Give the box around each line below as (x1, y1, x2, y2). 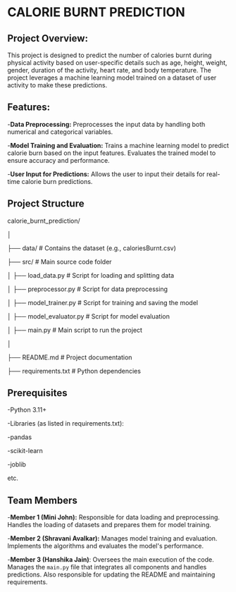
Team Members (7, 494, 77, 506)
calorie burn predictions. (21, 177, 93, 185)
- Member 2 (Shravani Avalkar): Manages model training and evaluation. (7, 534, 218, 543)
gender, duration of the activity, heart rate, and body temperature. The (7, 66, 211, 74)
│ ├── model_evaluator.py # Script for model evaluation (7, 312, 170, 321)
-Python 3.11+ (7, 406, 47, 414)
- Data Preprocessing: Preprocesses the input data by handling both (7, 120, 206, 128)
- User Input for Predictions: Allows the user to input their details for (7, 170, 206, 178)
